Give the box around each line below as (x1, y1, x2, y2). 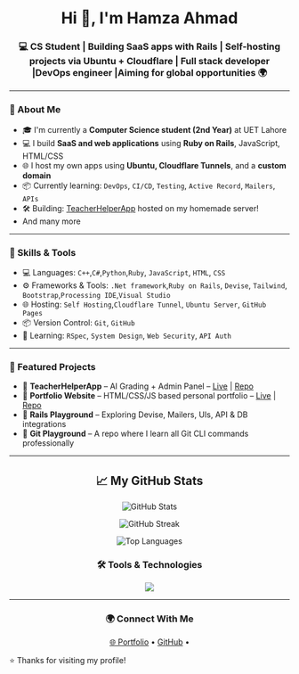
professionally (21, 438, 75, 448)
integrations (21, 419, 67, 430)
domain (21, 169, 52, 181)
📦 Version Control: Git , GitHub (21, 317, 135, 328)
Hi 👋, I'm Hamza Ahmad (61, 8, 238, 29)
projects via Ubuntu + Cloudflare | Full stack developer (29, 55, 270, 68)
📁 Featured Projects (9, 361, 96, 373)
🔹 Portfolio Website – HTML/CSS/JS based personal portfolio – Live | (21, 390, 277, 401)
